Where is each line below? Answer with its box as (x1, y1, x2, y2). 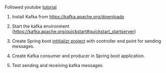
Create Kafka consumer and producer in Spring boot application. (11, 53, 145, 59)
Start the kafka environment (11, 23, 69, 29)
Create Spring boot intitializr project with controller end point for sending (11, 38, 162, 44)
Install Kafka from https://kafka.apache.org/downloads (11, 14, 125, 19)
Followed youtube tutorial (4, 4, 57, 10)
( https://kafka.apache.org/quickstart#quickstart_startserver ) (11, 29, 136, 34)
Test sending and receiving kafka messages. (11, 63, 104, 68)
